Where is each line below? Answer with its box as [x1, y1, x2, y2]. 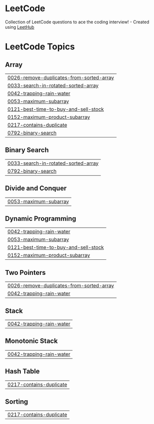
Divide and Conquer [5, 184, 67, 192]
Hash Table [5, 367, 40, 375]
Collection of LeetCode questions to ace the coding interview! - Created [5, 19, 150, 25]
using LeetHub [5, 24, 34, 30]
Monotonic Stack [5, 337, 58, 345]
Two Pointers [5, 268, 46, 277]
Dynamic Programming [5, 214, 76, 222]
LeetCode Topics [5, 41, 75, 52]
